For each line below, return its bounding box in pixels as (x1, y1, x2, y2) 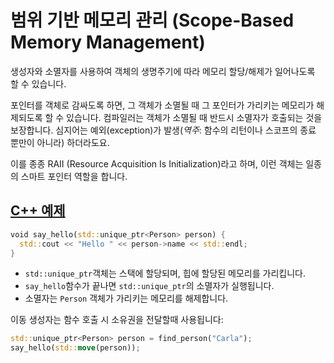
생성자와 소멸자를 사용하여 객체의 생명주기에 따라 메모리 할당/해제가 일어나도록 (10, 65, 316, 77)
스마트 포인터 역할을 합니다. (20, 170, 128, 182)
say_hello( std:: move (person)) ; (10, 343, 141, 353)
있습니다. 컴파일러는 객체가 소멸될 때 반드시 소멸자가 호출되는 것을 (66, 111, 323, 123)
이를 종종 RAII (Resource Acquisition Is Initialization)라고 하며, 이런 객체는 (10, 157, 304, 170)
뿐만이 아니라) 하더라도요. (10, 136, 110, 148)
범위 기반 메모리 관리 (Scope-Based (10, 9, 295, 32)
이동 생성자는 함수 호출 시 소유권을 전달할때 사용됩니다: (10, 314, 224, 326)
